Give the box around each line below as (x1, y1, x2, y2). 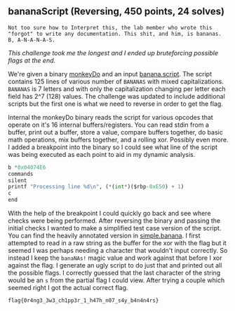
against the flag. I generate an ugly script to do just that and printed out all (8, 261, 222, 270)
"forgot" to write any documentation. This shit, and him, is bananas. (8, 30, 222, 37)
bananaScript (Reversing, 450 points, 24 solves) (8, 6, 225, 18)
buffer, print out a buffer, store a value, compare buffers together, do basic (8, 127, 223, 136)
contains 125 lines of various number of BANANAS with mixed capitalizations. (8, 77, 224, 85)
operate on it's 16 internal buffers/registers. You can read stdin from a (8, 120, 209, 129)
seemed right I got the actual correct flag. (8, 284, 128, 292)
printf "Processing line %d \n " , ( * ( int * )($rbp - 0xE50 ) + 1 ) (8, 184, 184, 191)
